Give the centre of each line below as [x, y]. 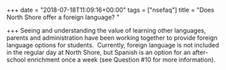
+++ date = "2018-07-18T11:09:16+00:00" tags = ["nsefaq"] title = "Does [111, 10]
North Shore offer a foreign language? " [63, 17]
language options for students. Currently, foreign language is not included [113, 45]
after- [200, 52]
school [16, 60]
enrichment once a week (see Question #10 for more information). [121, 60]
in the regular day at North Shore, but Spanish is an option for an [99, 52]
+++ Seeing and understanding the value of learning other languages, [106, 31]
